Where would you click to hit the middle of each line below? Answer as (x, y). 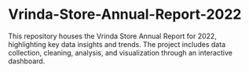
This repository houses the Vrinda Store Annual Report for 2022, (113, 36)
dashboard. (27, 61)
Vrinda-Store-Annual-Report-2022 (125, 14)
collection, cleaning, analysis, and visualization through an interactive (121, 52)
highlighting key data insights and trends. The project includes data (117, 44)
